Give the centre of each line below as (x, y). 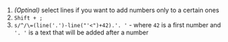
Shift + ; (28, 18)
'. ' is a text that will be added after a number (81, 32)
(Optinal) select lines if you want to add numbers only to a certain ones (116, 10)
